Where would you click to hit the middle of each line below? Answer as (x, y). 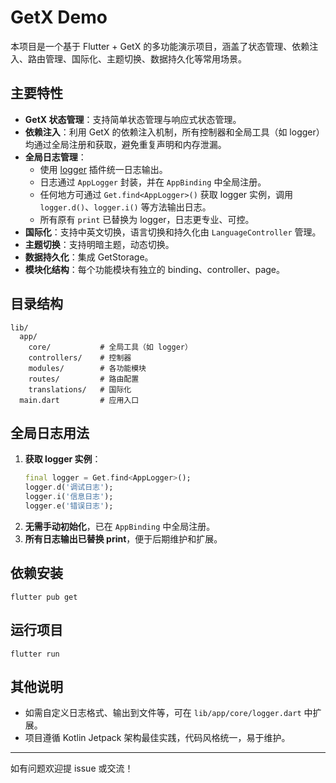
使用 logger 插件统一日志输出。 (103, 169)
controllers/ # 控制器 (80, 357)
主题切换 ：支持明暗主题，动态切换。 (99, 244)
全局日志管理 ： (55, 157)
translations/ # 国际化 (80, 389)
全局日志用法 (50, 432)
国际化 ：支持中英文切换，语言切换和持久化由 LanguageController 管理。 (173, 232)
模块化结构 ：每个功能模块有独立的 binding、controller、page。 (154, 269)
